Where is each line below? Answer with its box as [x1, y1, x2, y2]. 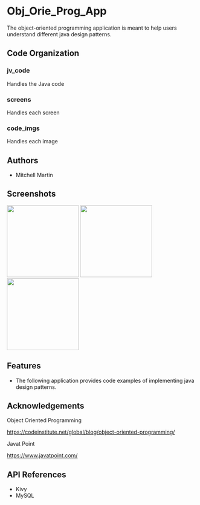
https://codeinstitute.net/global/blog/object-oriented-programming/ [7, 428, 175, 436]
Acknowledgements [7, 401, 85, 411]
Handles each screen [7, 109, 60, 116]
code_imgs [7, 124, 40, 132]
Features [7, 361, 41, 371]
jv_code [7, 67, 30, 75]
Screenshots [7, 189, 56, 199]
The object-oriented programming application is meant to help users [7, 24, 177, 31]
